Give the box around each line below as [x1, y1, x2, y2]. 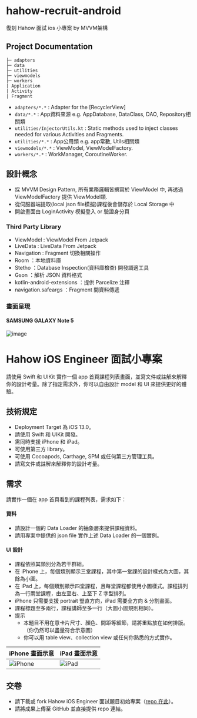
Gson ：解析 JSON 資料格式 [14, 271, 82, 279]
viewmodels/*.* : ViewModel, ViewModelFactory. [14, 144, 133, 151]
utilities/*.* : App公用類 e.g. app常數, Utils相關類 [14, 137, 140, 145]
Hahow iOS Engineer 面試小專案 [6, 353, 163, 366]
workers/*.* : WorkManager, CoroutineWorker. [14, 150, 128, 157]
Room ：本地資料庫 [14, 257, 62, 264]
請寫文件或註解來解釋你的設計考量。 [14, 460, 103, 467]
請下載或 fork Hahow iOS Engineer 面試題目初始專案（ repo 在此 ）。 [14, 697, 176, 704]
